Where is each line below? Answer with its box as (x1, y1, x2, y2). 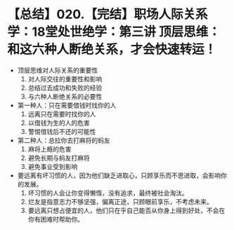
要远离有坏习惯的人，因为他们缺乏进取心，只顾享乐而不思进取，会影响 (17, 171, 221, 180)
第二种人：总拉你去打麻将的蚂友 (17, 136, 110, 144)
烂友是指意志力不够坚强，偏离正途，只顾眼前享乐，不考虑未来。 (27, 197, 213, 205)
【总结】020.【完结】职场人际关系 (7, 6, 208, 22)
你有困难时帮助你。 (27, 215, 84, 223)
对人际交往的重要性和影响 (27, 74, 103, 83)
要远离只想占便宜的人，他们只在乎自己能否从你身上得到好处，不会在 (27, 206, 226, 215)
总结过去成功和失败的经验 (27, 83, 103, 92)
